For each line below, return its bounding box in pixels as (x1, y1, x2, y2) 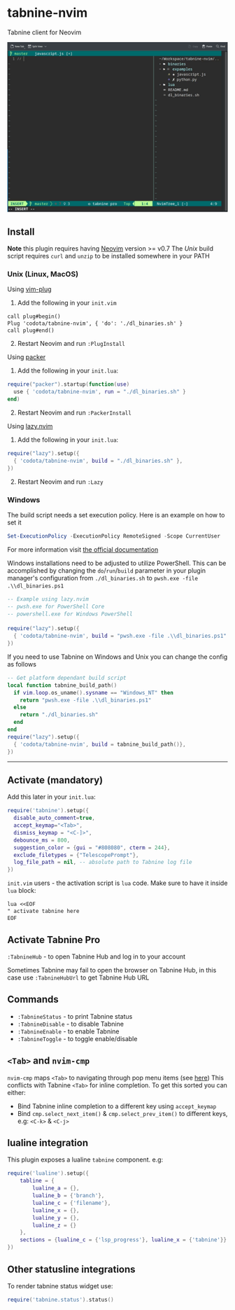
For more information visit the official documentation (7, 545, 159, 554)
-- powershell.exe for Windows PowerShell (7, 611, 133, 618)
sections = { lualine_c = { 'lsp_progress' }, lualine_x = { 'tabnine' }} (20, 1236, 227, 1243)
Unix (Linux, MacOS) (7, 270, 79, 279)
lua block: (7, 886, 36, 895)
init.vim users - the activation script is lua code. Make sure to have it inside (7, 879, 228, 887)
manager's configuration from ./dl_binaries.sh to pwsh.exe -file (7, 573, 198, 582)
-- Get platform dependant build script (7, 674, 127, 681)
